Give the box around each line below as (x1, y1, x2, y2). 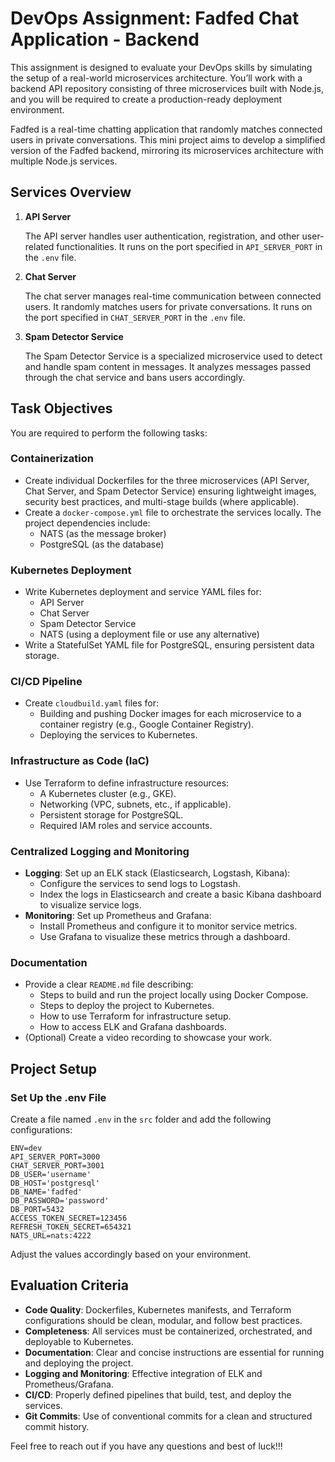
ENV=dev (10, 1143, 43, 1154)
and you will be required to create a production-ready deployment (10, 93, 283, 105)
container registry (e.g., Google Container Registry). (39, 718, 255, 731)
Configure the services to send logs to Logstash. (39, 878, 241, 890)
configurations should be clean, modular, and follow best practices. (24, 1314, 303, 1326)
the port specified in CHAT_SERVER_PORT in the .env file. (24, 311, 246, 323)
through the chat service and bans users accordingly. (24, 371, 246, 383)
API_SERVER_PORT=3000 (10, 1152, 101, 1162)
